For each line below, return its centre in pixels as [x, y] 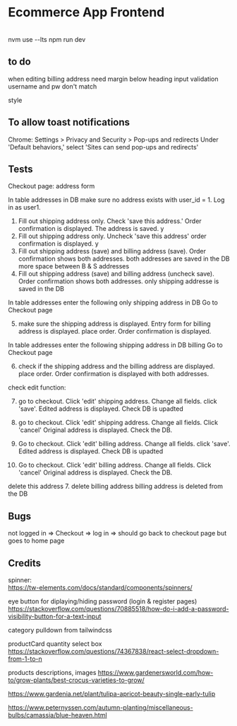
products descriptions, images [52, 673]
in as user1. [24, 208]
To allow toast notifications [69, 122]
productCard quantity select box [55, 644]
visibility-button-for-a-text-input [55, 616]
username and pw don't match [53, 86]
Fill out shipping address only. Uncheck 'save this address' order [112, 236]
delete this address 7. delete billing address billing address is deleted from [116, 487]
